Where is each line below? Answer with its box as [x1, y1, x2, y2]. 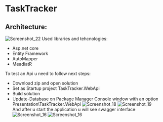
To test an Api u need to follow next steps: [5, 71, 91, 77]
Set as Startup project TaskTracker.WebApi [12, 85, 100, 91]
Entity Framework [12, 50, 48, 56]
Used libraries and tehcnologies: [41, 36, 108, 41]
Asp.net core [12, 45, 39, 51]
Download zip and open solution [12, 80, 78, 86]
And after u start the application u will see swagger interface [12, 107, 136, 112]
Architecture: [5, 23, 47, 31]
